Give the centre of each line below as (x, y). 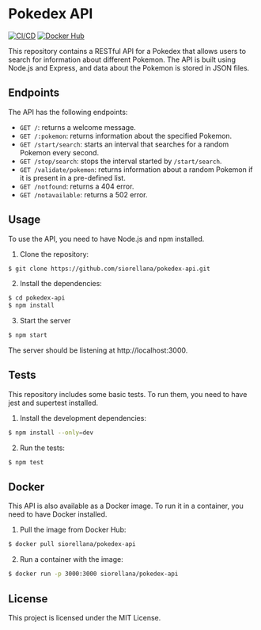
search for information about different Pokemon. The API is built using (122, 59)
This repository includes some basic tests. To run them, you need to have (128, 394)
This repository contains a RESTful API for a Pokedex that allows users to (127, 51)
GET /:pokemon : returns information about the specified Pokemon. (126, 136)
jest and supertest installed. (53, 403)
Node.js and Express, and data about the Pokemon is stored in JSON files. (129, 67)
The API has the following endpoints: (68, 112)
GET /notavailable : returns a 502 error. (83, 194)
